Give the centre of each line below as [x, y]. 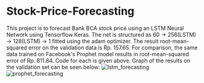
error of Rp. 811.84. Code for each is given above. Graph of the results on [98, 60]
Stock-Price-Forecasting [71, 11]
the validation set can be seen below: [53, 67]
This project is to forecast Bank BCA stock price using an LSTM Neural [95, 28]
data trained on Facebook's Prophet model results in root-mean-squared [98, 54]
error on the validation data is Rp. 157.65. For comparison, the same [113, 48]
